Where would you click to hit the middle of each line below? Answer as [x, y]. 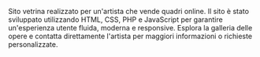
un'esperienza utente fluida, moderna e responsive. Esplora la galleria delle [130, 28]
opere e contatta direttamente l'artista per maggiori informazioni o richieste [130, 36]
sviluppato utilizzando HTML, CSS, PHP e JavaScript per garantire [115, 20]
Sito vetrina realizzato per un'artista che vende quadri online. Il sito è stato [129, 11]
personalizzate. [33, 45]
